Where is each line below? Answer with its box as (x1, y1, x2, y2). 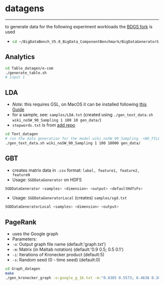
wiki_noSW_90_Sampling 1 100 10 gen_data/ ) (12, 117, 102, 123)
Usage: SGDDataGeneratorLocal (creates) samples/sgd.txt (12, 195, 127, 201)
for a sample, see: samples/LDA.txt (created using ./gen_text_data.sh (12, 112, 153, 118)
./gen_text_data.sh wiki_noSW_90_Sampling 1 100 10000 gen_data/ (5, 140, 141, 146)
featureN (12, 172, 30, 177)
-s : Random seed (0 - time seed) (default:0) (12, 257, 101, 263)
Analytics (5, 53, 35, 61)
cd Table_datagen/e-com (5, 66, 54, 71)
